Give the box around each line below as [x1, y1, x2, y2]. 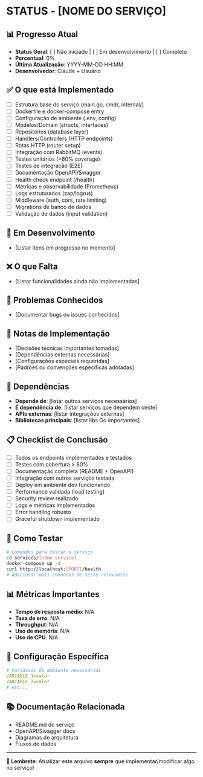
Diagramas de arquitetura [14, 733, 79, 741]
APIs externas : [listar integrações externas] [14, 410, 124, 418]
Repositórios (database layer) [14, 128, 89, 135]
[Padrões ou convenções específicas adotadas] [14, 364, 135, 371]
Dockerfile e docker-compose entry [14, 108, 105, 115]
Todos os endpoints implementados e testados [14, 454, 132, 461]
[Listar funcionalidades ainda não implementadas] [14, 277, 140, 285]
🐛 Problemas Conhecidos [6, 295, 103, 305]
